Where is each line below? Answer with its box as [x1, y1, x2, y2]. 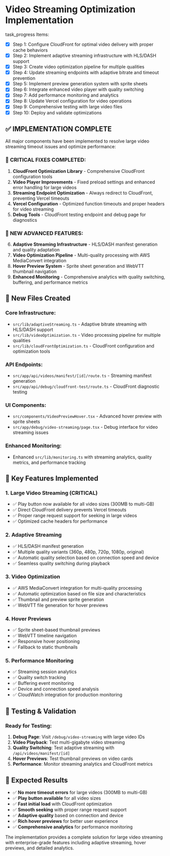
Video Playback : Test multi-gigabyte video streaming [12, 739, 125, 746]
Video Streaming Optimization [5, 4, 136, 15]
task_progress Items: [5, 31, 49, 37]
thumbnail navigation [12, 268, 57, 274]
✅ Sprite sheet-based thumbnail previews [12, 627, 101, 633]
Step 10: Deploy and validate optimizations [12, 109, 102, 115]
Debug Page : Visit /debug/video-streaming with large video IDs [12, 734, 145, 740]
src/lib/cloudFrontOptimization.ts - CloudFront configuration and [12, 342, 154, 349]
